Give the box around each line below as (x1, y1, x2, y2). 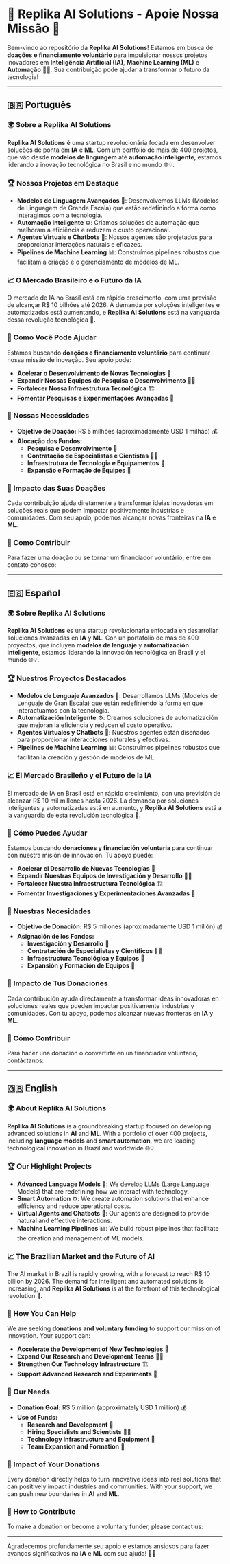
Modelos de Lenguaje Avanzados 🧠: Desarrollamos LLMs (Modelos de (16, 692, 218, 700)
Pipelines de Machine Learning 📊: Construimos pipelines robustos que (16, 744, 220, 752)
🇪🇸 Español (7, 587, 60, 599)
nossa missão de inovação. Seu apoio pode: (7, 355, 131, 364)
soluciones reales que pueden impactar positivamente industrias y (7, 1001, 194, 1009)
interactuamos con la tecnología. (16, 706, 110, 715)
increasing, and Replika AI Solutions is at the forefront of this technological (7, 1284, 220, 1293)
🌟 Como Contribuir (7, 538, 71, 548)
